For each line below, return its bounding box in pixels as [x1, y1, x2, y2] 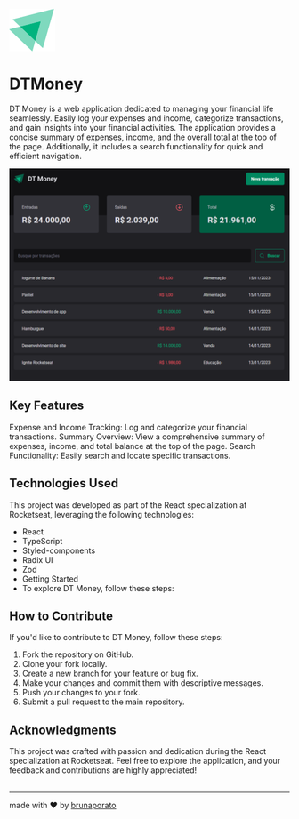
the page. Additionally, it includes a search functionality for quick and [9, 141, 263, 151]
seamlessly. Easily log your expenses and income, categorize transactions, [9, 112, 284, 124]
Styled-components [21, 545, 96, 556]
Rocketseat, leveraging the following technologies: [9, 509, 194, 519]
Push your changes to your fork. [21, 687, 141, 698]
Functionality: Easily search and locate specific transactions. [9, 450, 231, 461]
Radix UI [21, 554, 53, 565]
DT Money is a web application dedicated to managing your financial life [9, 103, 274, 114]
